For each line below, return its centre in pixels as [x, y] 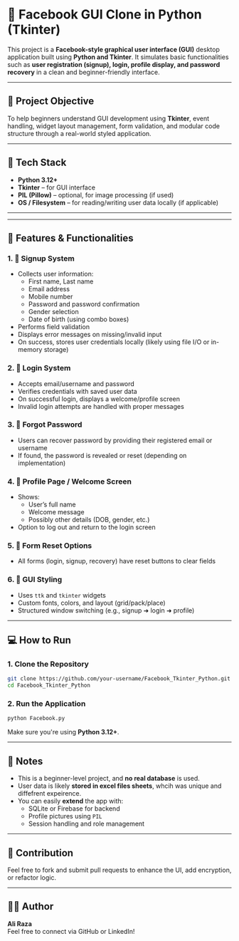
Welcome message [56, 512]
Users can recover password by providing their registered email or [115, 440]
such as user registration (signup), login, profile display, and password [114, 64]
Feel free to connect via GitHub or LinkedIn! [71, 931]
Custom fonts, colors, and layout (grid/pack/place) [91, 603]
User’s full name [52, 504]
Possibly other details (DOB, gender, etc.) [89, 520]
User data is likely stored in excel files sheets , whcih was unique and [119, 786]
